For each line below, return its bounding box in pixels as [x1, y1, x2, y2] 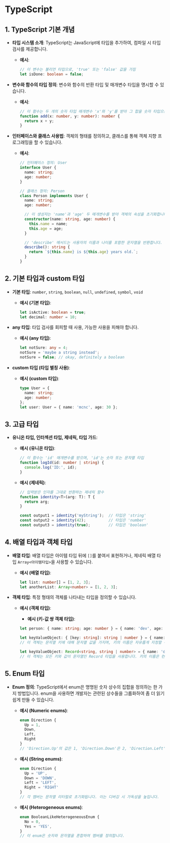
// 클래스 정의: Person [19, 188, 65, 194]
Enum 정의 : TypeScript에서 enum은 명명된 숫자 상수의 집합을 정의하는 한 [12, 684, 158, 690]
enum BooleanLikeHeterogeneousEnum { [19, 814, 100, 820]
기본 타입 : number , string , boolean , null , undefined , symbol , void [12, 289, 143, 295]
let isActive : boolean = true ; [19, 310, 86, 315]
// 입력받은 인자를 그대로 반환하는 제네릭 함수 [19, 490, 105, 495]
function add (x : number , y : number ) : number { [19, 114, 120, 119]
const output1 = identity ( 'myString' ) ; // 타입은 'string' [19, 513, 147, 518]
